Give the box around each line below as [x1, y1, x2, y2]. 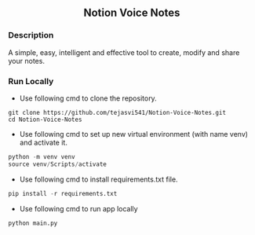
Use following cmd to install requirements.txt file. [19, 174, 178, 184]
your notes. [8, 56, 46, 65]
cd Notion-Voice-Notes [8, 116, 82, 123]
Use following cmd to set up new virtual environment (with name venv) [19, 129, 249, 138]
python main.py [8, 219, 58, 227]
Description [8, 30, 54, 41]
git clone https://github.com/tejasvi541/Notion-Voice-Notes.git [8, 108, 226, 116]
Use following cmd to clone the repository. [19, 94, 157, 103]
